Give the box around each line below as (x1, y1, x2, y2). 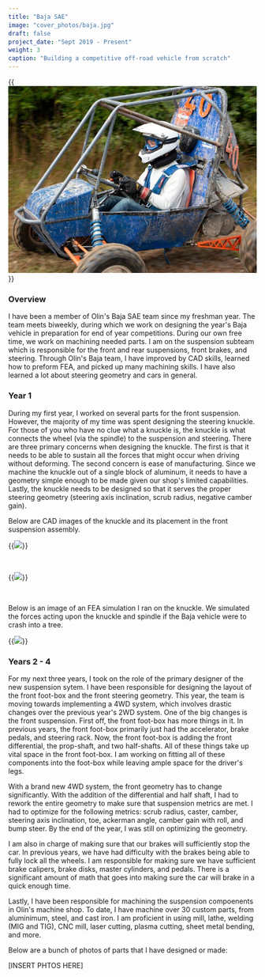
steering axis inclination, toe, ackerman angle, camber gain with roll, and (8, 815, 244, 824)
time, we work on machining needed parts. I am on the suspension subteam (8, 337, 255, 346)
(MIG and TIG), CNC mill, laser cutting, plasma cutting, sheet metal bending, (8, 922, 255, 931)
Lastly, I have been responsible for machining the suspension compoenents (8, 896, 254, 906)
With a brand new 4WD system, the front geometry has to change (8, 782, 222, 791)
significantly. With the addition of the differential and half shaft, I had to (8, 790, 239, 799)
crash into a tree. (8, 619, 63, 629)
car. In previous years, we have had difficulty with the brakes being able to (8, 847, 250, 857)
